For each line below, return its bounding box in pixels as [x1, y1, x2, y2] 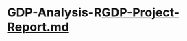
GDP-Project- [101, 5, 180, 20]
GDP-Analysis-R [7, 5, 102, 20]
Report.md [7, 19, 70, 35]
